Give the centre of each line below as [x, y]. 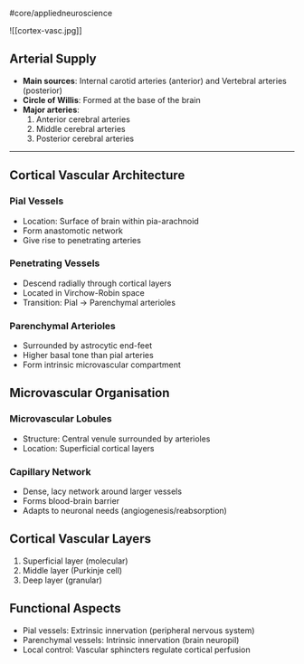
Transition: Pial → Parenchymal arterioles [99, 302]
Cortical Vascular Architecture [97, 175]
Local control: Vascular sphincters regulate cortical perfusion [136, 650]
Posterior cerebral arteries [85, 138]
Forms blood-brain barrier [71, 501]
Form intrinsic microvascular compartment [101, 365]
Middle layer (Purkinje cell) [72, 570]
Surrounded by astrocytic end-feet [87, 346]
